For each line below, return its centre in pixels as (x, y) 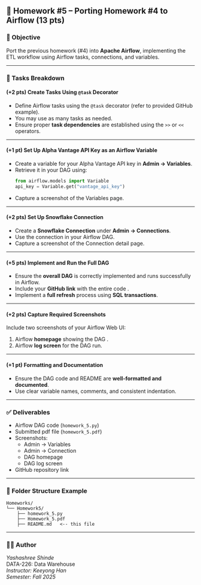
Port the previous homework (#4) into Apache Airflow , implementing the (96, 50)
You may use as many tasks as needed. (63, 118)
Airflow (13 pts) (35, 21)
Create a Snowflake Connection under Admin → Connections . (93, 231)
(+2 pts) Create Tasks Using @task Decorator (62, 92)
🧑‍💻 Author (22, 545)
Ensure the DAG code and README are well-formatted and (88, 378)
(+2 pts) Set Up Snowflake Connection (55, 217)
